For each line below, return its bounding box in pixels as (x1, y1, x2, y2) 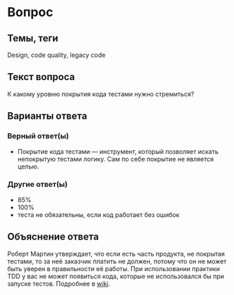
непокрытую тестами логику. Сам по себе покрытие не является (17, 155, 214, 163)
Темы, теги (7, 32, 58, 44)
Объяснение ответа (7, 231, 99, 243)
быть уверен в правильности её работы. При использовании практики (7, 264, 220, 273)
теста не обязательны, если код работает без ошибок (17, 210, 180, 218)
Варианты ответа (7, 110, 88, 122)
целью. (17, 162, 39, 171)
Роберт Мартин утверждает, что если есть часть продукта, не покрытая (7, 249, 225, 258)
